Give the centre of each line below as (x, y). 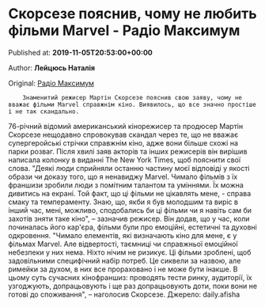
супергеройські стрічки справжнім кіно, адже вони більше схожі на (123, 142)
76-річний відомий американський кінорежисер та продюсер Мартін (126, 126)
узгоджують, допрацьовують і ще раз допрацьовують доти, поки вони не (133, 286)
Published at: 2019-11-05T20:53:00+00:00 (80, 52)
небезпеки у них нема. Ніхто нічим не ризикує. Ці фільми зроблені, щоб (130, 252)
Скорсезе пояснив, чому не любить (132, 14)
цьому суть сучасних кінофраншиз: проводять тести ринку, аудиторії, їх (130, 277)
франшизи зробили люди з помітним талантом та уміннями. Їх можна (126, 185)
